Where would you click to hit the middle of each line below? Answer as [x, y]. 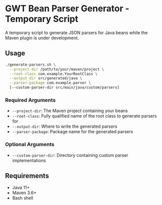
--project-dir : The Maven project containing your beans [70, 111]
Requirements [27, 176]
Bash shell [23, 198]
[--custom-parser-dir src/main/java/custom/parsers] [65, 88]
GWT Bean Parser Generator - [67, 9]
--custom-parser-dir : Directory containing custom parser [70, 155]
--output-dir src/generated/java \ [46, 78]
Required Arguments [30, 100]
